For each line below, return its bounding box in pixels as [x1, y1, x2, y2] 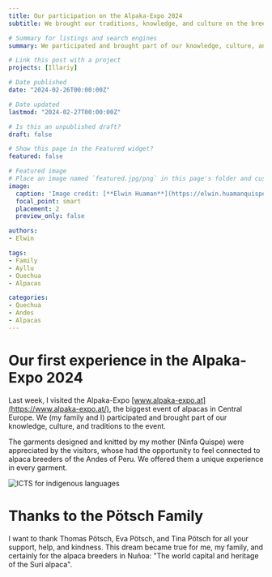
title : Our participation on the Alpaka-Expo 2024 [8, 11, 183, 20]
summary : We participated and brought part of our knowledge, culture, [8, 41, 255, 49]
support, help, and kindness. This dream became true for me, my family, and [8, 542, 264, 552]
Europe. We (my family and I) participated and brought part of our [8, 412, 227, 422]
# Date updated [8, 100, 60, 109]
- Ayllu [8, 264, 35, 272]
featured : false [8, 152, 63, 160]
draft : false [8, 130, 53, 139]
